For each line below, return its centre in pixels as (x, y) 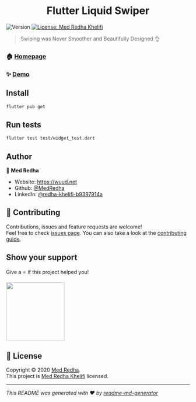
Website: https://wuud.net (46, 182)
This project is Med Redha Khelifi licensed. (57, 376)
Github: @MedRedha (39, 188)
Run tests (24, 125)
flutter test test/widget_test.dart (50, 138)
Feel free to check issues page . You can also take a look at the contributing (96, 233)
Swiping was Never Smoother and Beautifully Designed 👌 (90, 39)
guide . (14, 239)
